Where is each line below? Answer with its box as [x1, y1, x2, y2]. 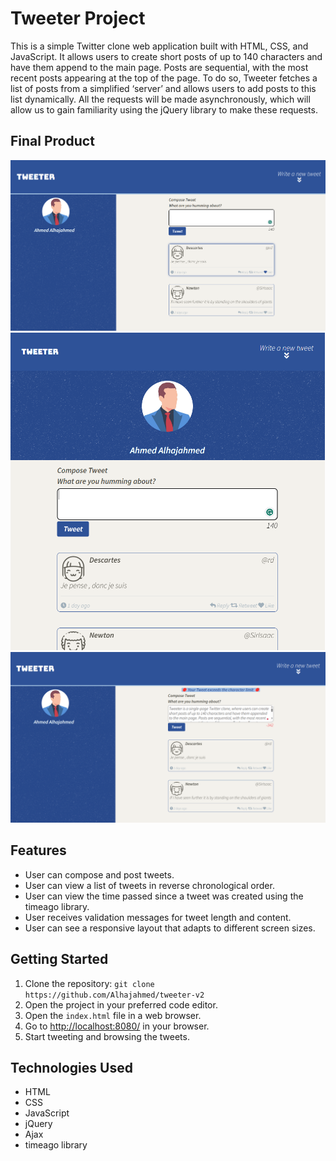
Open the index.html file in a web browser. [24, 1009, 202, 1021]
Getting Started [10, 951, 109, 968]
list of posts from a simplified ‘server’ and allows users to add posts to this [10, 82, 317, 94]
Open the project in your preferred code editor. [24, 998, 218, 1011]
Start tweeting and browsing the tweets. [24, 1030, 190, 1042]
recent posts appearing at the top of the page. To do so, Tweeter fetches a [10, 72, 318, 84]
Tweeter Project [10, 7, 146, 30]
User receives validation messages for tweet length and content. [24, 911, 292, 923]
